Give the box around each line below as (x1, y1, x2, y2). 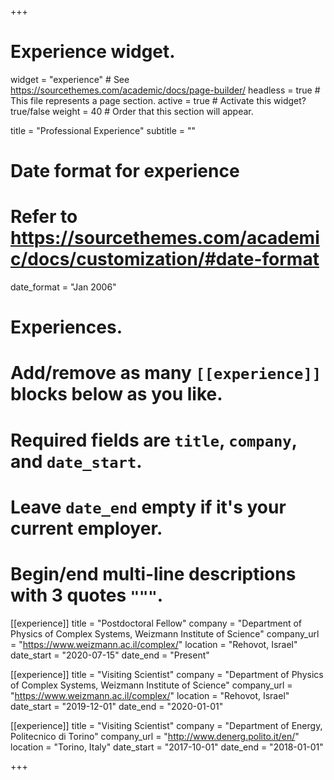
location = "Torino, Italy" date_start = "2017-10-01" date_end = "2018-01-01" (10, 741, 324, 753)
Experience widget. (10, 41, 176, 63)
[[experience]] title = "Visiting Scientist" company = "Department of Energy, (10, 719, 323, 731)
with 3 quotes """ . (10, 584, 164, 606)
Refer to (10, 206, 78, 228)
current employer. (10, 517, 163, 540)
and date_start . (10, 450, 143, 473)
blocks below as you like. (10, 383, 223, 406)
